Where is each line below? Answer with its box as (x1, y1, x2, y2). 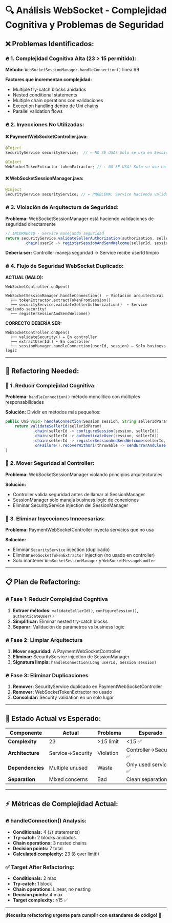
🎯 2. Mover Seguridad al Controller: (5, 460, 95, 467)
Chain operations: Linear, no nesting (12, 886, 91, 892)
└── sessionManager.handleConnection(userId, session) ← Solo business (10, 343, 166, 348)
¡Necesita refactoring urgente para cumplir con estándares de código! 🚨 (5, 912, 162, 918)
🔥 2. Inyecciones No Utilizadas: (5, 121, 84, 128)
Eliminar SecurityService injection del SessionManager (12, 502, 128, 508)
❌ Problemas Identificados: (5, 40, 94, 48)
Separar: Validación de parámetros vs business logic (12, 623, 125, 630)
